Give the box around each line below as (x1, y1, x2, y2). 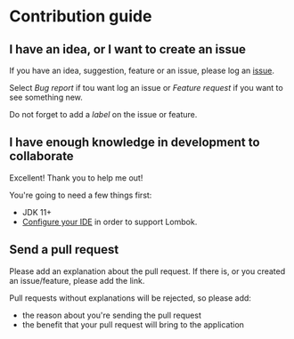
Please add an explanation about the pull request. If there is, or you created (9, 265, 286, 277)
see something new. (9, 92, 83, 102)
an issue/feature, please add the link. (9, 275, 145, 286)
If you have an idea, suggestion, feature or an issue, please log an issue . (9, 65, 274, 76)
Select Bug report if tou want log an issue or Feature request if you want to (9, 83, 283, 93)
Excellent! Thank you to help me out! (9, 172, 143, 183)
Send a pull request (9, 242, 119, 257)
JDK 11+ (21, 206, 52, 217)
